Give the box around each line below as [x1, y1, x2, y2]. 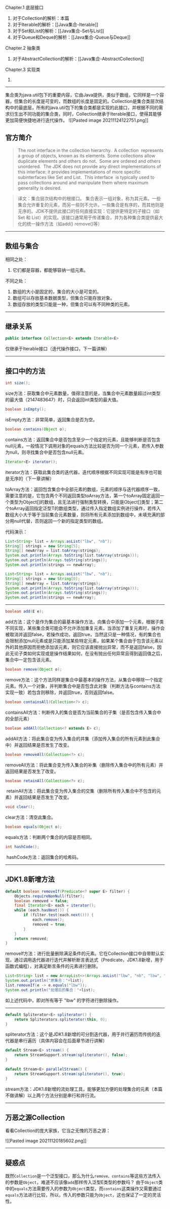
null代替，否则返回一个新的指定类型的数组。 [14, 518, 106, 524]
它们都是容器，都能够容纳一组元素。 [12, 267, 89, 273]
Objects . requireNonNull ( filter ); [14, 894, 85, 899]
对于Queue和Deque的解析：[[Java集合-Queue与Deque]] [12, 34, 131, 40]
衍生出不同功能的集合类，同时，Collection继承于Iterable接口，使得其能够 [9, 111, 162, 117]
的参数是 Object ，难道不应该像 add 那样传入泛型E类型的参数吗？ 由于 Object [5, 1179, 158, 1185]
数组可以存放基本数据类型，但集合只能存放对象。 [12, 295, 115, 301]
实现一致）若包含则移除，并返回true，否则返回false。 [5, 689, 117, 695]
